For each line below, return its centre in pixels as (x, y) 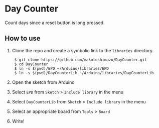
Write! (18, 121)
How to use (23, 38)
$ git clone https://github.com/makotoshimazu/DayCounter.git (81, 60)
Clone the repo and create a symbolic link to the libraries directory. (83, 50)
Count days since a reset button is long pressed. (55, 23)
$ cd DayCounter (31, 64)
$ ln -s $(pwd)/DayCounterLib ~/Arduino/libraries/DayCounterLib (84, 73)
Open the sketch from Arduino (43, 82)
